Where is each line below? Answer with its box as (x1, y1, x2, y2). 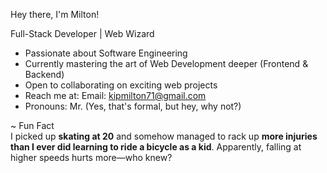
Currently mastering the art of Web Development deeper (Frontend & (24, 58, 309, 69)
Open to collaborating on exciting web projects (24, 79, 218, 91)
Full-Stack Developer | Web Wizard (10, 28, 155, 39)
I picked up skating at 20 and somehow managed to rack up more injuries (10, 130, 318, 142)
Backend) (24, 69, 65, 80)
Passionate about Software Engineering (24, 47, 188, 59)
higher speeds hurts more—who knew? (10, 152, 173, 163)
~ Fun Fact (10, 120, 55, 131)
